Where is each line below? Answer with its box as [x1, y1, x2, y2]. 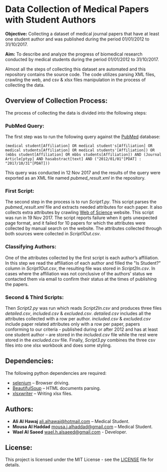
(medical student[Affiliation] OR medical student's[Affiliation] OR [5, 144, 153, 149]
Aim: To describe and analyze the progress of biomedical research [5, 51, 143, 57]
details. [5, 462, 20, 468]
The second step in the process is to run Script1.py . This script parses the [5, 199, 157, 205]
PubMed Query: [5, 122, 45, 129]
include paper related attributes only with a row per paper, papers [5, 321, 141, 327]
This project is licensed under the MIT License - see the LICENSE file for [5, 456, 154, 462]
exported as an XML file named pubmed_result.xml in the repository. [5, 175, 146, 181]
